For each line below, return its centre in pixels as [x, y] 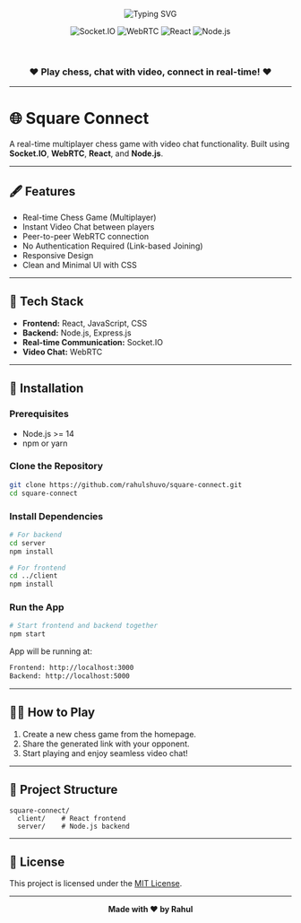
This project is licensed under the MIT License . [96, 884]
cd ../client [34, 576]
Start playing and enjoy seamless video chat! [105, 753]
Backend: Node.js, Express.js [77, 333]
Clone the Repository [56, 466]
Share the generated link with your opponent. [106, 744]
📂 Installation [47, 389]
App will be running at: [51, 651]
